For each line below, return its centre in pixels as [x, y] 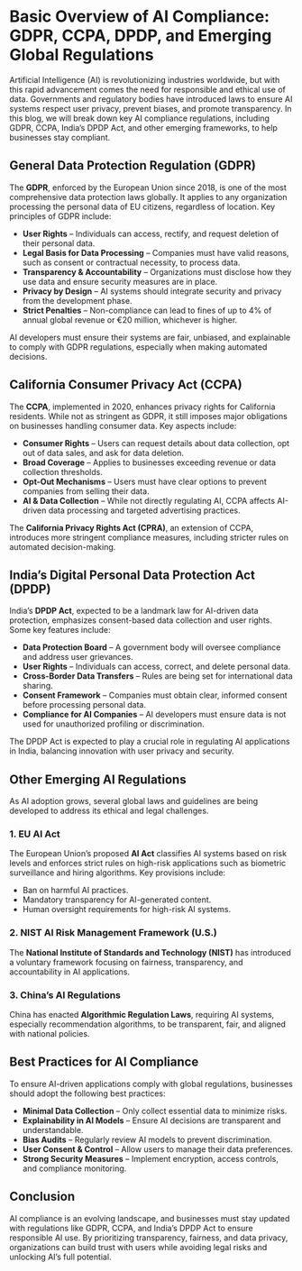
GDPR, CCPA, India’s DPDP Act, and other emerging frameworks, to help [143, 127]
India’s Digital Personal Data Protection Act [132, 575]
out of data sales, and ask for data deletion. [103, 453]
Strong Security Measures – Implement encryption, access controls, [151, 1158]
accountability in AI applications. [70, 972]
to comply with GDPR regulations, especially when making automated [138, 347]
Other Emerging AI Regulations [98, 779]
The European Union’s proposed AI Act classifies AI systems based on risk [148, 854]
